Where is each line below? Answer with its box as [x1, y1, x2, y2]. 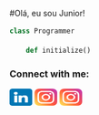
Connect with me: [9, 68, 90, 80]
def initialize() [25, 46, 92, 55]
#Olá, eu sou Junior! [9, 8, 85, 18]
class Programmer [9, 26, 75, 36]
